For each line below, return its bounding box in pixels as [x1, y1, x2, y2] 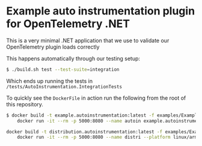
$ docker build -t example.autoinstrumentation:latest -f [6, 112, 155, 118]
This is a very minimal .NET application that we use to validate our [6, 37, 170, 44]
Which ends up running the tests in [6, 77, 93, 85]
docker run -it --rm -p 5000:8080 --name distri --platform [17, 134, 171, 141]
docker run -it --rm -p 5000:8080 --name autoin [17, 118, 141, 124]
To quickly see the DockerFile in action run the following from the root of [6, 94, 186, 102]
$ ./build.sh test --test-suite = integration [6, 66, 120, 73]
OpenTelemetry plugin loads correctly [6, 43, 100, 50]
